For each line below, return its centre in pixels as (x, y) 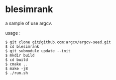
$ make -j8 (17, 68)
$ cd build (17, 60)
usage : (13, 33)
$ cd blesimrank (22, 46)
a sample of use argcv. (29, 23)
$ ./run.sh (17, 73)
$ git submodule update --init (38, 51)
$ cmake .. (17, 64)
